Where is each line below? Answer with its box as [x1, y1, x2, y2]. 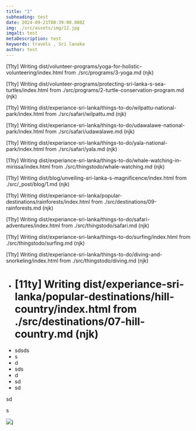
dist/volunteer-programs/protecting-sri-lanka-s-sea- [39, 80, 166, 87]
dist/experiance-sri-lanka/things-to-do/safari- [39, 215, 150, 223]
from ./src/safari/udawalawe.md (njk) [44, 128, 135, 135]
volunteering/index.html [6, 69, 63, 76]
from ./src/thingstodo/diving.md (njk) [59, 257, 149, 264]
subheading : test [6, 14, 49, 20]
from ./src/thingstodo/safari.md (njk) [61, 222, 150, 229]
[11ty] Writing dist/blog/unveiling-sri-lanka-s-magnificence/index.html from [6, 174, 187, 182]
